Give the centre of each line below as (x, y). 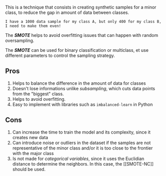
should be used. (29, 169)
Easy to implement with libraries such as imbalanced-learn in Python (83, 104)
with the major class (33, 153)
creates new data (30, 137)
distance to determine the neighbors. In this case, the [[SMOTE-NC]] (83, 164)
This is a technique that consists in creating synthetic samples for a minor (81, 7)
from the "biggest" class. (38, 94)
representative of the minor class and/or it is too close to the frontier (83, 148)
